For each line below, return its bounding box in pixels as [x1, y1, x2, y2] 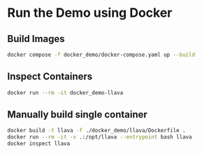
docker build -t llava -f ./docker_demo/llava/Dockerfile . [7, 127, 187, 134]
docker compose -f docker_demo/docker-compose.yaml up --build [7, 51, 196, 58]
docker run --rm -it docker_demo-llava [7, 89, 124, 96]
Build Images [7, 33, 65, 45]
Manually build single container [7, 108, 148, 120]
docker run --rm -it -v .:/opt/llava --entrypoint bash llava [7, 134, 192, 141]
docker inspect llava [7, 140, 71, 148]
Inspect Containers [7, 71, 93, 83]
